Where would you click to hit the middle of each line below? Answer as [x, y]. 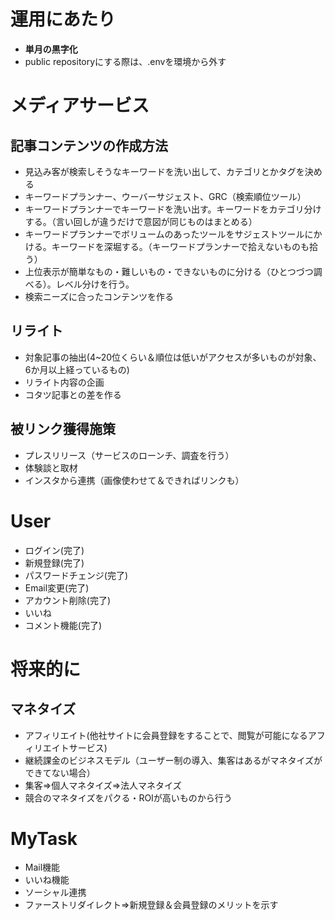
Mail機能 [42, 867]
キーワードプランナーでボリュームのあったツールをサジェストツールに [169, 234]
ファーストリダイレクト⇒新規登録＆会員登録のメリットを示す [151, 905]
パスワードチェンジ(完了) [76, 575]
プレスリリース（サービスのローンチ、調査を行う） [129, 455]
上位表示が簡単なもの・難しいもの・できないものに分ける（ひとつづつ [169, 271]
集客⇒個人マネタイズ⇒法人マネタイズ [103, 785]
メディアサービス [80, 106]
